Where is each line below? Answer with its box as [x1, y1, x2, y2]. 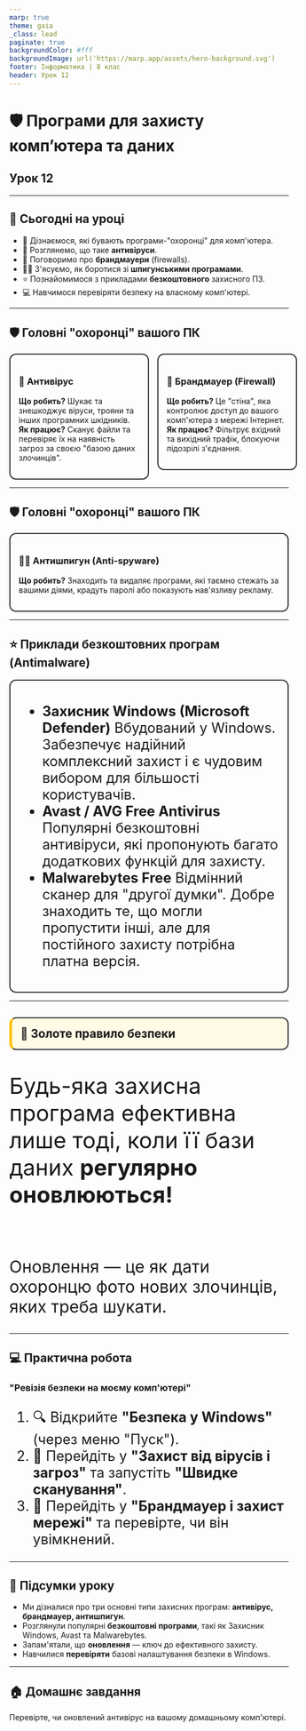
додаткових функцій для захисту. [42, 852, 266, 870]
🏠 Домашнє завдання [9, 1684, 142, 1699]
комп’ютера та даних [9, 135, 175, 156]
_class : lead [9, 29, 58, 38]
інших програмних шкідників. [19, 414, 130, 425]
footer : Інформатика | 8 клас [9, 63, 122, 72]
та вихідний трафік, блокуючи [167, 433, 279, 444]
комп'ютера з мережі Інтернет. [167, 414, 285, 425]
